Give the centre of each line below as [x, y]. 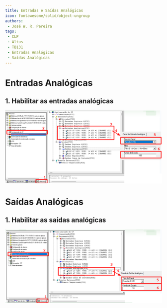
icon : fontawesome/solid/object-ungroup [48, 16]
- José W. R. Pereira [30, 26]
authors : [14, 21]
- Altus [15, 42]
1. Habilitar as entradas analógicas [59, 101]
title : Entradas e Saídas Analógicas [44, 10]
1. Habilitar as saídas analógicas [56, 220]
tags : [11, 32]
